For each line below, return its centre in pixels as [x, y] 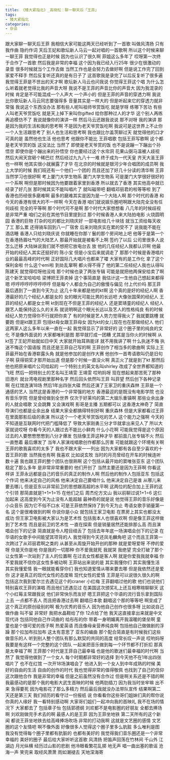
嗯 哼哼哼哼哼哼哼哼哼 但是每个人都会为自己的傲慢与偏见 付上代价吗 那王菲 [83, 284]
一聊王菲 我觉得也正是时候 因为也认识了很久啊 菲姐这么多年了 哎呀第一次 [81, 57]
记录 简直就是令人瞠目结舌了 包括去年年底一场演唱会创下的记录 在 [96, 531]
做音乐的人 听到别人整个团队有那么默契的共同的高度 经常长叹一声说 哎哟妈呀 [85, 639]
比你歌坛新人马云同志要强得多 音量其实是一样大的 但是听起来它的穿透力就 [82, 101]
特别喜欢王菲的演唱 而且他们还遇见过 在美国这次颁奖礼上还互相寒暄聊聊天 [82, 588]
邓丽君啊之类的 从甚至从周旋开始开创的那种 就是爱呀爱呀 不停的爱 [96, 543]
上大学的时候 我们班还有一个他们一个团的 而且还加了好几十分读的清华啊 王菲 [85, 171]
